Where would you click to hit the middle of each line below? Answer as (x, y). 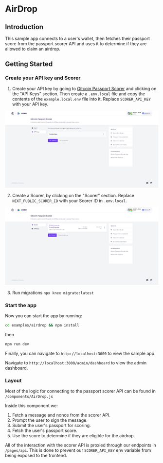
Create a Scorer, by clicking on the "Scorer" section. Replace (73, 196)
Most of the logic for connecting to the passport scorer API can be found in (80, 391)
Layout (13, 380)
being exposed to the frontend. (36, 455)
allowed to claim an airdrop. (33, 49)
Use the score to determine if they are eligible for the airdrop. (73, 435)
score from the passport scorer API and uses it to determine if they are (76, 44)
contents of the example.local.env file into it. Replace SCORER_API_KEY (81, 99)
